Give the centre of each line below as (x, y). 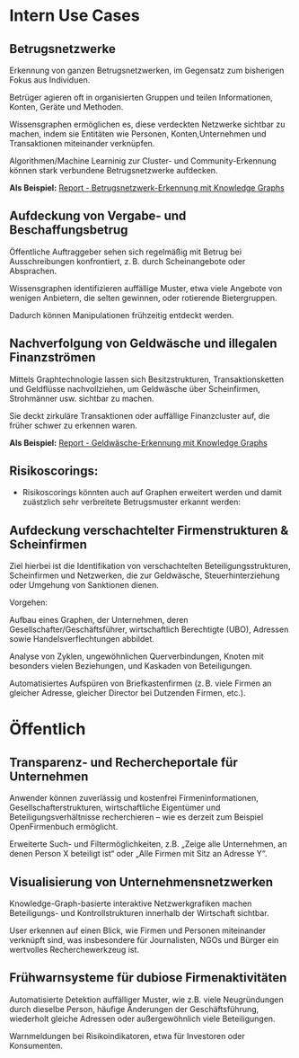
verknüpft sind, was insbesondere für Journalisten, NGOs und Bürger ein (144, 940)
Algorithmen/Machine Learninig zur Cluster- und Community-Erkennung (143, 161)
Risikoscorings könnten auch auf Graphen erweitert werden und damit (152, 493)
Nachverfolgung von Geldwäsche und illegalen (143, 344)
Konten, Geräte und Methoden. (66, 107)
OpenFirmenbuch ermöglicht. (64, 827)
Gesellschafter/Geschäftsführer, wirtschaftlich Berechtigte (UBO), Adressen (149, 629)
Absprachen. (33, 271)
